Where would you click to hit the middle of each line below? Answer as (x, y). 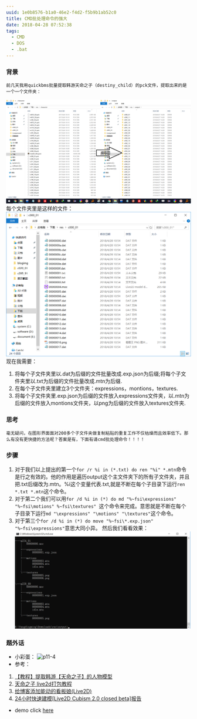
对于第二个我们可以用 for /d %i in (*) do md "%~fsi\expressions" (96, 498)
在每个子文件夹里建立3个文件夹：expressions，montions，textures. (96, 388)
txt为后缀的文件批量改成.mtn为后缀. (79, 381)
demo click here (34, 710)
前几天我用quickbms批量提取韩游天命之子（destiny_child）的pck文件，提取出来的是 (96, 86)
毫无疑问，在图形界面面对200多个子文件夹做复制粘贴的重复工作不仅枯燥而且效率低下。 (95, 433)
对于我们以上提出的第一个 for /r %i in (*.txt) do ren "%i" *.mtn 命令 (100, 469)
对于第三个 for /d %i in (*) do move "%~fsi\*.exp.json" (84, 520)
